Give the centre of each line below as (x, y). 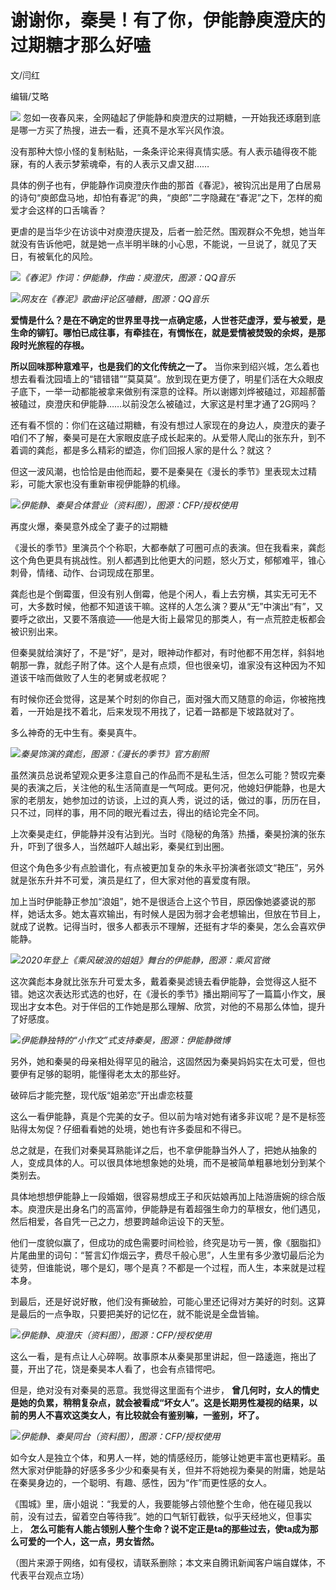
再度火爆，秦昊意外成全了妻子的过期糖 (89, 526)
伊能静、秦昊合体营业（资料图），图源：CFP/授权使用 (129, 505)
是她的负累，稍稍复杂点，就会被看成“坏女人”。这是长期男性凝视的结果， (160, 1402)
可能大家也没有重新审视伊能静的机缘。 (106, 483)
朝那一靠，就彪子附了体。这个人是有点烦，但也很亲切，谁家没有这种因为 (159, 665)
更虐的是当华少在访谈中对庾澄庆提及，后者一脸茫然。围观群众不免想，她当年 (168, 231)
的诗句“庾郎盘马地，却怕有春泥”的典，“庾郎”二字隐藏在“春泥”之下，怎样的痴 (166, 197)
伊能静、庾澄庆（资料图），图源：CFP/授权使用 (116, 1335)
